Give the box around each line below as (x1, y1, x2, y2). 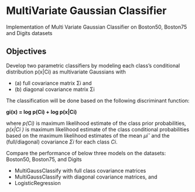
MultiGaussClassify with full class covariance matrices (14, 167, 146, 174)
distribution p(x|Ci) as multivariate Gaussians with (6, 68, 126, 75)
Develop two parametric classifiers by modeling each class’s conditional (6, 62, 180, 69)
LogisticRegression (14, 179, 61, 186)
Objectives (6, 47, 47, 57)
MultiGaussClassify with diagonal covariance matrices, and (14, 173, 158, 180)
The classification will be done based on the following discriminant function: (6, 97, 190, 104)
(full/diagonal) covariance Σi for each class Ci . (6, 138, 118, 145)
